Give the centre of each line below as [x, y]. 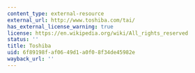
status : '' [23, 40]
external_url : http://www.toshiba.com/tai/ [71, 20]
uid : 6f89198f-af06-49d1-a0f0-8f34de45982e [71, 53]
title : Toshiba [29, 46]
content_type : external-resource [56, 14]
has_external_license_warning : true [60, 26]
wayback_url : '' [31, 59]
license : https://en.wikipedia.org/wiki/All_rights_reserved [98, 33]
